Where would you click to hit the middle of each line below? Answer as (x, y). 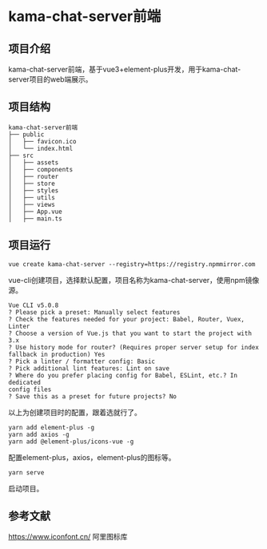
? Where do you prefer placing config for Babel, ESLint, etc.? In (123, 375)
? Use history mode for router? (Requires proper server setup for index (134, 347)
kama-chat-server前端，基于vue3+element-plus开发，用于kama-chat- (125, 69)
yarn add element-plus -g (51, 427)
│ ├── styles (34, 190)
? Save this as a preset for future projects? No (93, 396)
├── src (21, 155)
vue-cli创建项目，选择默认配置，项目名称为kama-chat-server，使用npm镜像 (134, 280)
